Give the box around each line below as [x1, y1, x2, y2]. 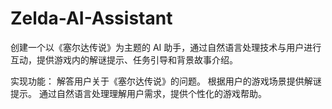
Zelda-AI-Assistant [10, 7, 173, 30]
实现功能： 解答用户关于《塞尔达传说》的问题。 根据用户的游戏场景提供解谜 [10, 75, 322, 87]
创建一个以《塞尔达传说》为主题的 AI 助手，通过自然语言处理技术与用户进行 [10, 41, 322, 53]
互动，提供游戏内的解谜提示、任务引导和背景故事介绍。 [10, 53, 238, 66]
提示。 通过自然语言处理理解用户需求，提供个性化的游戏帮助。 [10, 87, 267, 99]
